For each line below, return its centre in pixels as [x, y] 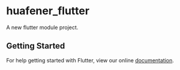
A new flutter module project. [42, 27]
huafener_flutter [48, 11]
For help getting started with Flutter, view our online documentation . [90, 60]
